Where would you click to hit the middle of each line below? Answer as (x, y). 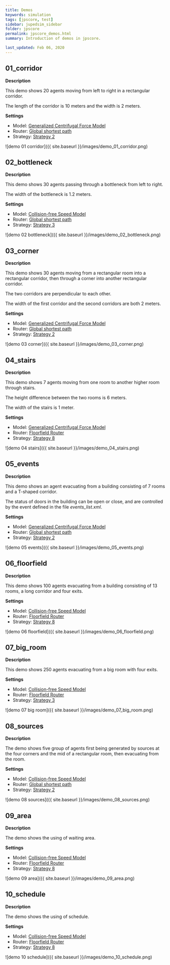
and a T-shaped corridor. (31, 491)
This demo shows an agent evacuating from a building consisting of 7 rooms (85, 486)
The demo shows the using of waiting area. (50, 838)
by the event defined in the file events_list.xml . (54, 507)
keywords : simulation (28, 15)
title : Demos (19, 10)
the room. (15, 759)
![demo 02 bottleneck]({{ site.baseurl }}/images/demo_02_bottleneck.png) (83, 235)
